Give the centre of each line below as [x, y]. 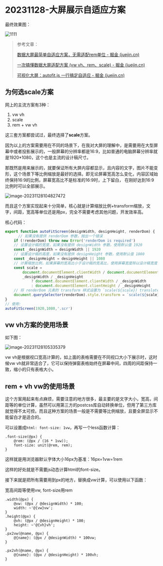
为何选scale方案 [29, 92]
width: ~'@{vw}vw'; [33, 508]
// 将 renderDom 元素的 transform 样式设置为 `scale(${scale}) [76, 290]
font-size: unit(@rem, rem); [43, 445]
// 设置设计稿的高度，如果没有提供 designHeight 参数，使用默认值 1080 [79, 254]
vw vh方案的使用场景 [37, 325]
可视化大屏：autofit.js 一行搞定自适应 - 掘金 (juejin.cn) [71, 75]
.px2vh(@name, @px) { [27, 551]
